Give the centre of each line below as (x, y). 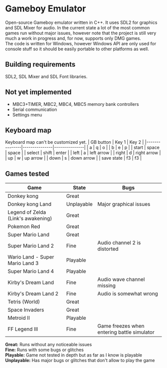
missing (107, 285)
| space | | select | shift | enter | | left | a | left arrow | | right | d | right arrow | (83, 153)
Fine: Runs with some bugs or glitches (44, 350)
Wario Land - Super (31, 257)
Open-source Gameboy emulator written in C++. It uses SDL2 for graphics (81, 22)
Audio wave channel (121, 279)
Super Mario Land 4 (31, 272)
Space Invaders (26, 310)
